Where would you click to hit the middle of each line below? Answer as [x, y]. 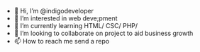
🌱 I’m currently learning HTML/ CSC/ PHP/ [76, 26]
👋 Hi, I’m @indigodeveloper [54, 11]
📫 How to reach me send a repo [62, 41]
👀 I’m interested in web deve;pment [66, 18]
